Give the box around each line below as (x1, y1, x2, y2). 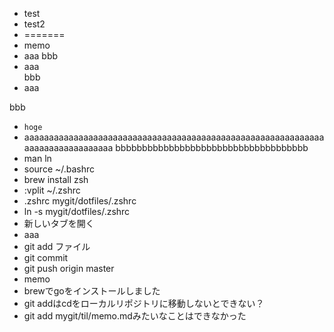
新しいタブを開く (23, 218, 95, 229)
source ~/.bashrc (23, 163, 96, 175)
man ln (23, 153, 52, 164)
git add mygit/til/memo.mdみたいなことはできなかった (23, 310, 247, 322)
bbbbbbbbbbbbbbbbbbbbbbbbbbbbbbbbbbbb (115, 142, 309, 153)
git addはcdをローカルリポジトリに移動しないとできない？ (23, 298, 265, 309)
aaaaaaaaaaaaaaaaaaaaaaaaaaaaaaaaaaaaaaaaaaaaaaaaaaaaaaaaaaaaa (23, 131, 325, 143)
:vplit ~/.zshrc (23, 184, 81, 196)
